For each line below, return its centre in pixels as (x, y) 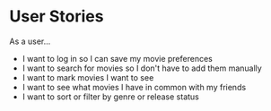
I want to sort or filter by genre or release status (111, 97)
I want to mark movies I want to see (88, 77)
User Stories (57, 17)
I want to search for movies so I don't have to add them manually (142, 68)
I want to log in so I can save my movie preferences (117, 58)
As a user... (30, 41)
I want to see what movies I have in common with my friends (134, 87)
